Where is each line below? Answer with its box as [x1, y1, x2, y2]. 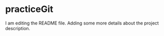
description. [5, 25, 30, 31]
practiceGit [5, 3, 54, 15]
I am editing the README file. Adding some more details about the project [5, 20, 159, 26]
